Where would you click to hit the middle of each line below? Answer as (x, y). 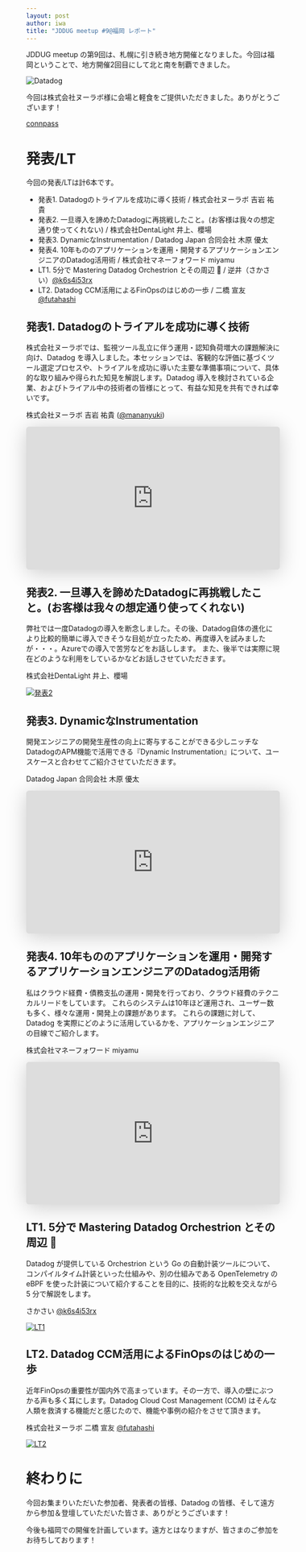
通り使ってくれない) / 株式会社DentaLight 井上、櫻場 (125, 230)
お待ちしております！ (61, 1540)
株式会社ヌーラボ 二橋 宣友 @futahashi (90, 1427)
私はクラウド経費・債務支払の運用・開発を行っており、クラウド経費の (142, 992)
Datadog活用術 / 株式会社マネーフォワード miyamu (150, 260)
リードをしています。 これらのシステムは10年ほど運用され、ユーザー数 (157, 1003)
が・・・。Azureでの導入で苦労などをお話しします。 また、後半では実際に (149, 648)
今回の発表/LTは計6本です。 (72, 183)
